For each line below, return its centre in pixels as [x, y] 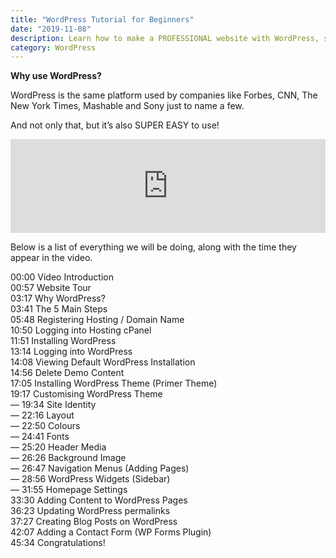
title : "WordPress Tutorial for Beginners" [102, 19]
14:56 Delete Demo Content [67, 373]
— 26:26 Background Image [68, 458]
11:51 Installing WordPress [63, 341]
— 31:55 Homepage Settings [69, 490]
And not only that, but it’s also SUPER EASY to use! [115, 125]
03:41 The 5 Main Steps [59, 309]
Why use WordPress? [56, 76]
